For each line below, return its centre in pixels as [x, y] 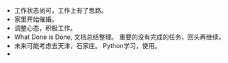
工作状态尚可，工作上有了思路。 [61, 10]
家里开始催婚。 [36, 19]
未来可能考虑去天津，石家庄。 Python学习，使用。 [87, 46]
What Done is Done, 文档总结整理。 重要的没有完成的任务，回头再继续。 [119, 37]
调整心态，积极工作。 [45, 28]
